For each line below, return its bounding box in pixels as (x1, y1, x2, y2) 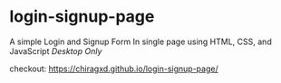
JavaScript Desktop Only (9, 45, 102, 56)
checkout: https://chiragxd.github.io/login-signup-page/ (9, 63, 219, 74)
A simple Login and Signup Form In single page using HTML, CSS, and (9, 36, 272, 47)
